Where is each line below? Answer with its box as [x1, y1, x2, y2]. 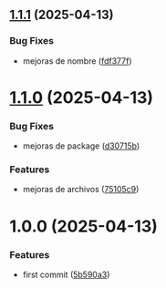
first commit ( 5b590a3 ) [22, 269, 110, 280]
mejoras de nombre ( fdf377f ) [22, 55, 132, 67]
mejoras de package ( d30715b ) [22, 140, 140, 151]
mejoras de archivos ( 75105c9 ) [22, 184, 140, 195]
